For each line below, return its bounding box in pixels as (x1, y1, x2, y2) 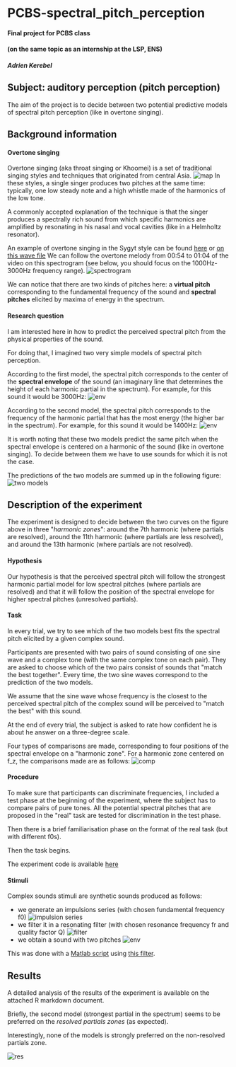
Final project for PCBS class (7, 28, 90, 37)
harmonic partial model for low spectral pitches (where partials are (7, 579, 201, 588)
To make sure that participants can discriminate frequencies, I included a (7, 789, 220, 797)
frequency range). (33, 267, 85, 275)
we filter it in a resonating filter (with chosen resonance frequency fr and (17, 921, 230, 929)
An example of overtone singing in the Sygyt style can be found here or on (7, 244, 225, 253)
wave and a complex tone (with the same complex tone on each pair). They (7, 655, 227, 664)
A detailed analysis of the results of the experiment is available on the (7, 988, 210, 997)
